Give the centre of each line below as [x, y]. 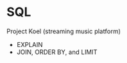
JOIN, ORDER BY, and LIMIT [57, 52]
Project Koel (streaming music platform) [64, 31]
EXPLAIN [30, 44]
